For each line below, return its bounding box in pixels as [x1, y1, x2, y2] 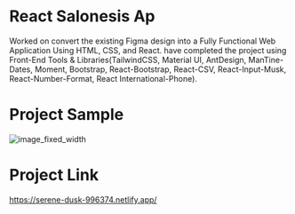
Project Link [9, 165, 100, 186]
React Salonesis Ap [9, 6, 155, 27]
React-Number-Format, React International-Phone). [9, 73, 198, 83]
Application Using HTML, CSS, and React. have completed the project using [9, 44, 287, 55]
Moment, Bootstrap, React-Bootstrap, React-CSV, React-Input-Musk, [34, 64, 287, 75]
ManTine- [248, 54, 284, 65]
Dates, [9, 64, 33, 75]
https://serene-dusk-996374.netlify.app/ [9, 194, 157, 205]
